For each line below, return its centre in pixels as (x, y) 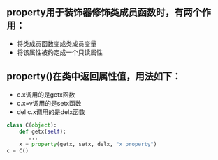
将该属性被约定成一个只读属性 (59, 52)
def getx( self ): (43, 131)
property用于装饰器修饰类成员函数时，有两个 (104, 13)
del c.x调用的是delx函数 (51, 112)
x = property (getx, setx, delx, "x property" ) (88, 145)
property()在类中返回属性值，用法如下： (94, 76)
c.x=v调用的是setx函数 (49, 103)
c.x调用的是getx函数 (46, 94)
